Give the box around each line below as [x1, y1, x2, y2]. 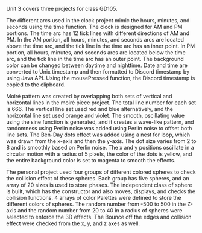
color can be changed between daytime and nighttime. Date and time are [6, 62, 188, 69]
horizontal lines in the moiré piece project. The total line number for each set [6, 99, 196, 106]
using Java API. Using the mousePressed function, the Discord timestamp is [6, 75, 195, 81]
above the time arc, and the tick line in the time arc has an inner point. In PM [6, 42, 195, 49]
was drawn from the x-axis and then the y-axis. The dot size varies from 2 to [6, 138, 197, 144]
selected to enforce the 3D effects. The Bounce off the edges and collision [6, 214, 192, 220]
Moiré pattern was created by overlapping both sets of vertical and [6, 93, 172, 100]
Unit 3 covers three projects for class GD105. [6, 5, 118, 12]
